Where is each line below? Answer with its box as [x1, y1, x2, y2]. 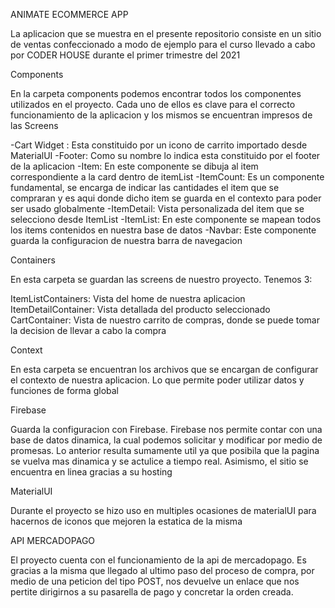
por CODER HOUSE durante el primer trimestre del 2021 [10, 49, 241, 61]
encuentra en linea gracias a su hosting [10, 466, 173, 478]
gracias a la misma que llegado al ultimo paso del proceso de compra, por [10, 565, 315, 576]
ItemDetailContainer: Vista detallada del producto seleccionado [10, 304, 271, 315]
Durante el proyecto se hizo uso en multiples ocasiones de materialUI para [10, 505, 317, 516]
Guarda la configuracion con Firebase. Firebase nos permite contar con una [10, 424, 323, 435]
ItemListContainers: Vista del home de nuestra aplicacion [10, 293, 246, 304]
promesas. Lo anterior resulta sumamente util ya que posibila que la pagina [10, 445, 320, 456]
